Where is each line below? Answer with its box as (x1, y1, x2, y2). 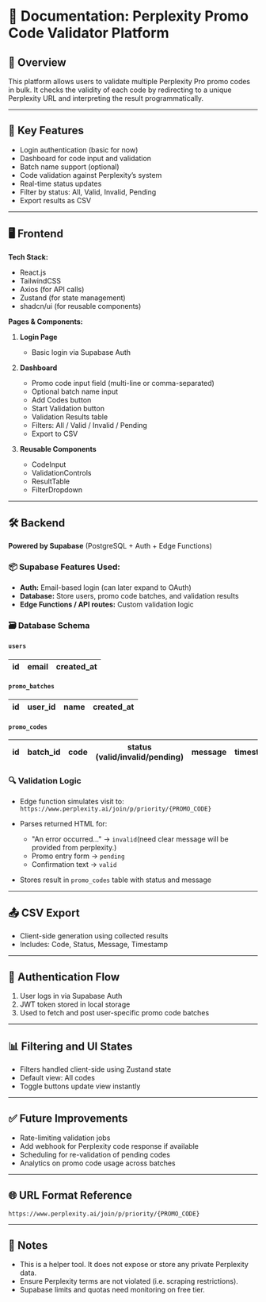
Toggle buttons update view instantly (19, 1081, 141, 1091)
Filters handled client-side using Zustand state (19, 1065, 172, 1074)
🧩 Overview (8, 56, 66, 69)
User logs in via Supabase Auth (19, 992, 123, 1001)
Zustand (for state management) (19, 293, 126, 302)
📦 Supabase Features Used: (8, 561, 120, 572)
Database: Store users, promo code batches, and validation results (19, 591, 239, 600)
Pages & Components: (8, 317, 83, 326)
